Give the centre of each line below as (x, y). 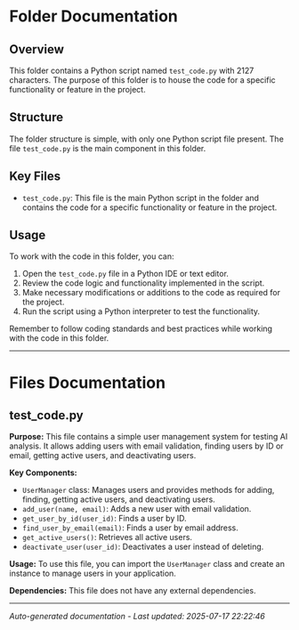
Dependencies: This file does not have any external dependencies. (133, 591)
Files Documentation (88, 382)
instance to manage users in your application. (93, 573)
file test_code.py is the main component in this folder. (108, 148)
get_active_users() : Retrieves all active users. (107, 537)
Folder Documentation (93, 16)
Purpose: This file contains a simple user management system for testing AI (149, 437)
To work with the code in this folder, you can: (92, 256)
